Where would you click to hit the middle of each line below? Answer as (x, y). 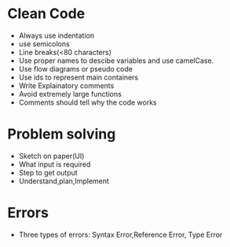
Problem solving (62, 134)
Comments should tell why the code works (88, 102)
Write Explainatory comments (66, 85)
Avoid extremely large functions (70, 94)
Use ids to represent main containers (78, 77)
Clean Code (46, 14)
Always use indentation (57, 35)
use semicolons (44, 43)
